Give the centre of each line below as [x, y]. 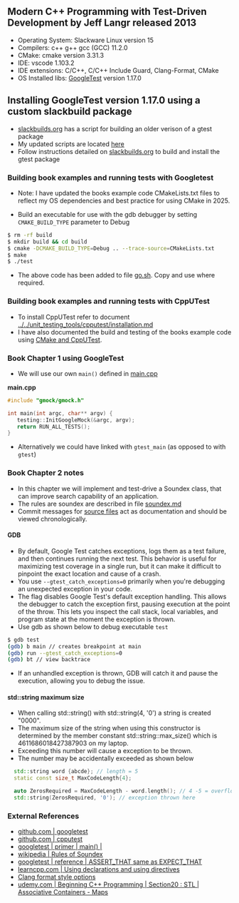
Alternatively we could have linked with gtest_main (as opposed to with [122, 447]
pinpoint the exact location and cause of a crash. [89, 573]
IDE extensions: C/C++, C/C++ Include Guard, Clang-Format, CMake [118, 70]
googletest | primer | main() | [60, 847]
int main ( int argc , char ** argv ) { [60, 413]
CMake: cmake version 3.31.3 [61, 55]
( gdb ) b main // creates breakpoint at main [74, 646]
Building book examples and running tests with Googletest [111, 178]
